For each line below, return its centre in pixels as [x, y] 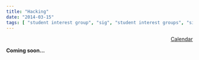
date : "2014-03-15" [30, 17]
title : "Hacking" [28, 11]
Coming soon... [26, 51]
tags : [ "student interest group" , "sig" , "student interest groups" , [95, 22]
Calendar [182, 39]
